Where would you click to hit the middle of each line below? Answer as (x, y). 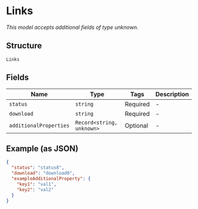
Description (172, 94)
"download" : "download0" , (43, 173)
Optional (136, 125)
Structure (24, 46)
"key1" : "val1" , (37, 184)
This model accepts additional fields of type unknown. (72, 27)
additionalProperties (39, 125)
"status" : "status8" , (38, 168)
